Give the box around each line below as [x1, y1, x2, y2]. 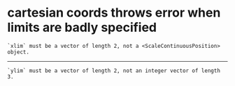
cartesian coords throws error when [7, 5, 221, 21]
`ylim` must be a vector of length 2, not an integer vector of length [7, 67, 220, 74]
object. [7, 49, 30, 55]
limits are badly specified [7, 19, 157, 35]
